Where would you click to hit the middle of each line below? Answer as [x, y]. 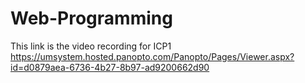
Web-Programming [91, 18]
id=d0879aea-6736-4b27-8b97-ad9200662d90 [110, 67]
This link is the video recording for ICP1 [91, 46]
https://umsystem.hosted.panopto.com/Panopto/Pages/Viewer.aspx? [152, 56]
